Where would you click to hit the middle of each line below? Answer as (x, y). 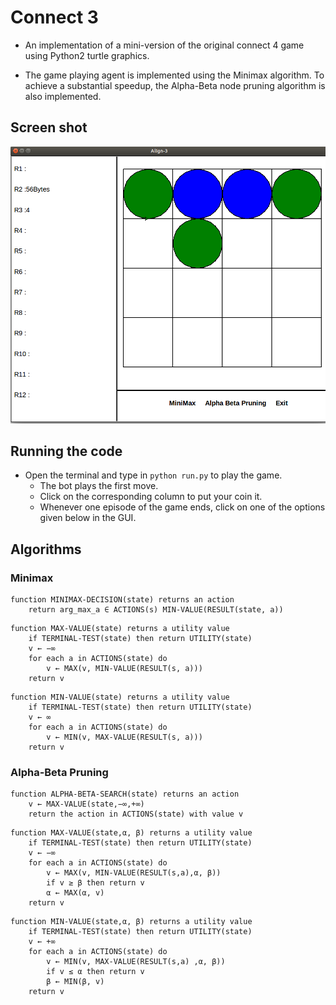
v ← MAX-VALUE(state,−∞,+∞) (86, 804)
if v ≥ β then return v (95, 883)
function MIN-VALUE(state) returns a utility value (120, 697)
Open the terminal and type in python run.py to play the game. (153, 475)
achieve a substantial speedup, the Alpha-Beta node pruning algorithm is (175, 85)
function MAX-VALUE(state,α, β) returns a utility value (131, 833)
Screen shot (49, 127)
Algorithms (46, 549)
